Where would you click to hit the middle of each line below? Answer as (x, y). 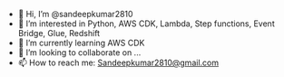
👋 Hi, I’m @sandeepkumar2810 (75, 14)
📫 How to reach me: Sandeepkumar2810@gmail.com (118, 63)
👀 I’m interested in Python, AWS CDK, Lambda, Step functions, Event (146, 24)
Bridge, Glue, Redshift (59, 33)
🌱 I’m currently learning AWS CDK (81, 43)
